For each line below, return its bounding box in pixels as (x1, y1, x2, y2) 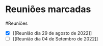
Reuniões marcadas (5, 4, 91, 15)
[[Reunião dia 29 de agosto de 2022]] (12, 30, 92, 36)
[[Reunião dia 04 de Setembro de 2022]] (12, 36, 98, 41)
